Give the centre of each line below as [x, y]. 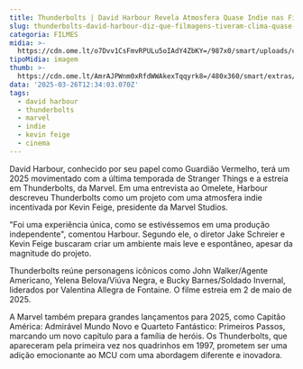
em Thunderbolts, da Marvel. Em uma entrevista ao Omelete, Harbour [139, 188]
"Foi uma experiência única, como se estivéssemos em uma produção [140, 224]
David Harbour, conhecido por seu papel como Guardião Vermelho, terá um [150, 168]
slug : [19, 26]
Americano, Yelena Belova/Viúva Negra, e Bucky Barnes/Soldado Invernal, [147, 280]
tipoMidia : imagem [44, 59]
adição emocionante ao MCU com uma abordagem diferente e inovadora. [146, 355]
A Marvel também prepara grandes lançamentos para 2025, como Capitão [147, 317]
